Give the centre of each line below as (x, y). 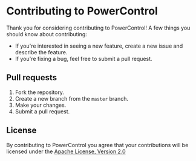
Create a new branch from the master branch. (72, 98)
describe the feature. (41, 52)
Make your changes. (41, 105)
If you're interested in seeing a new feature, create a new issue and (99, 46)
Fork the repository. (40, 92)
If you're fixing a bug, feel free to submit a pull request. (83, 58)
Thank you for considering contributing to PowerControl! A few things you (98, 28)
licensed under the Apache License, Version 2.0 (66, 151)
